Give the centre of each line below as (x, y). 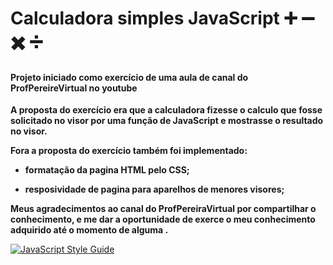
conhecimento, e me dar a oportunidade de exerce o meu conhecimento (163, 219)
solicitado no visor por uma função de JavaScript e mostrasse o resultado (167, 121)
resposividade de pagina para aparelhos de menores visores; (154, 189)
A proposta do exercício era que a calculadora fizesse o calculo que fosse (166, 110)
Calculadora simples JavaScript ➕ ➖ (162, 18)
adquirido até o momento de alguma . (89, 230)
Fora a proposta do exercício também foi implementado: (129, 151)
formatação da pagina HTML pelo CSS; (107, 170)
